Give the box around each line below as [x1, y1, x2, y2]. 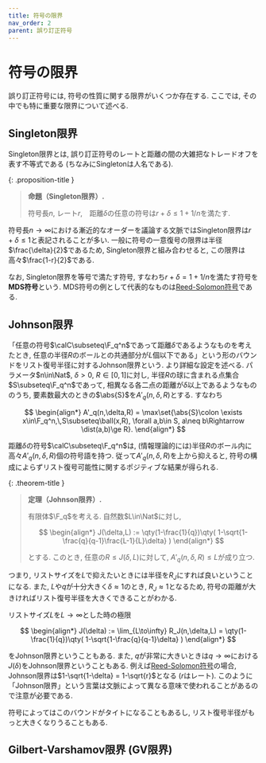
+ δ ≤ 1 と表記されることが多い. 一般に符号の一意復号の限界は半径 [8, 236, 223, 245]
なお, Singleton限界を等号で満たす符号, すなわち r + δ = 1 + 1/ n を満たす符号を [8, 272, 259, 282]
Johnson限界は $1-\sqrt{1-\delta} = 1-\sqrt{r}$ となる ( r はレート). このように [8, 671, 253, 680]
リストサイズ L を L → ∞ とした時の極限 [8, 610, 132, 620]
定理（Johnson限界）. [27, 495, 102, 504]
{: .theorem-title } [8, 478, 65, 487]
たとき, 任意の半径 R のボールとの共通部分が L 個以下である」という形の [8, 350, 237, 359]
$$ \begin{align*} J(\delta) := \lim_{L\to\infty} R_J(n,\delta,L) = [19, 626, 224, 636]
